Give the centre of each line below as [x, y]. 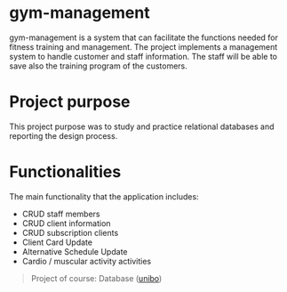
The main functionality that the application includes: [104, 196]
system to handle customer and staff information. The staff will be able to [143, 56]
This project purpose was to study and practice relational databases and [142, 126]
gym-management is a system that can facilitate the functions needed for [143, 37]
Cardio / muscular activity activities [87, 261]
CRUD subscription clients [70, 232]
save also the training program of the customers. [99, 66]
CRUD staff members [61, 214]
